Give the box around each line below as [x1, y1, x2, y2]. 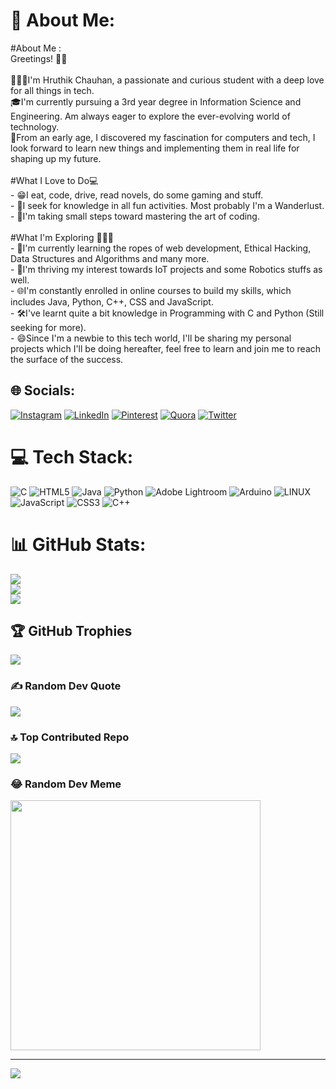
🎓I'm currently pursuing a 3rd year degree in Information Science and [10, 95, 302, 108]
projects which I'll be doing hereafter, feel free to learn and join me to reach [10, 342, 322, 354]
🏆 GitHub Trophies [10, 623, 133, 640]
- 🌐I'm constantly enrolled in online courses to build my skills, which [10, 284, 292, 296]
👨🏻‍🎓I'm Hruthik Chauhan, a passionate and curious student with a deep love [10, 74, 325, 86]
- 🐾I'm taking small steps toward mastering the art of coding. [10, 210, 260, 222]
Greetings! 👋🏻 [10, 52, 68, 64]
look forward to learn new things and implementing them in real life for [10, 142, 300, 154]
